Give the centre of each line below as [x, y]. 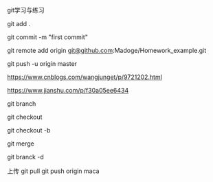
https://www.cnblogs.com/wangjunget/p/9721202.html [85, 77]
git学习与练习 [26, 10]
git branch [22, 104]
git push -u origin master [42, 64]
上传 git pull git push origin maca [53, 171]
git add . [19, 24]
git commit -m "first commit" [47, 37]
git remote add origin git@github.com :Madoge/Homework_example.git [107, 50]
